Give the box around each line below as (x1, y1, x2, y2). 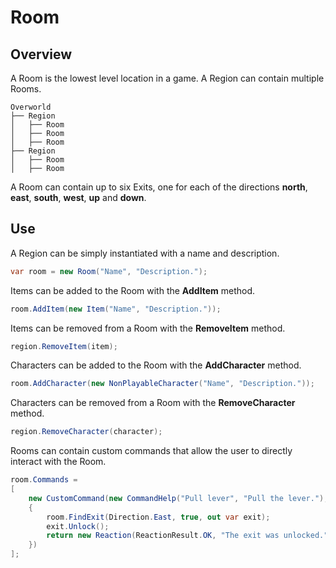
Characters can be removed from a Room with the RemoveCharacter (10, 397, 296, 409)
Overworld (10, 102, 52, 112)
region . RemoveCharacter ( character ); (10, 427, 163, 437)
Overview (10, 46, 73, 63)
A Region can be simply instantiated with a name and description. (10, 247, 280, 259)
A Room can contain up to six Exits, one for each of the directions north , (10, 181, 308, 193)
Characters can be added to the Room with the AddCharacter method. (10, 359, 302, 371)
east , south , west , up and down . (10, 192, 147, 203)
